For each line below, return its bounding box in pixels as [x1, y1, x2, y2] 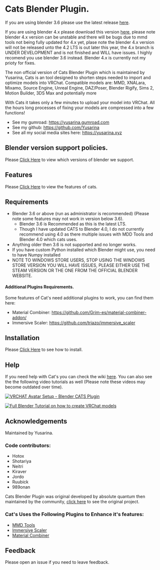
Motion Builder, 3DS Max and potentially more [5, 90, 97, 96]
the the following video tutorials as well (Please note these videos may [5, 379, 145, 385]
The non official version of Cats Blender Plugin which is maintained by [5, 69, 145, 75]
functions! [5, 110, 25, 115]
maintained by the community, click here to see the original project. [5, 499, 140, 505]
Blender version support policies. [5, 144, 108, 152]
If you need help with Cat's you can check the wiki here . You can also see [5, 374, 153, 380]
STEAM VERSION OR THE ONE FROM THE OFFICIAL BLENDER [12, 268, 138, 274]
